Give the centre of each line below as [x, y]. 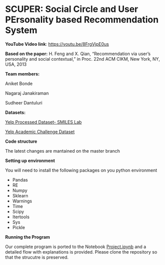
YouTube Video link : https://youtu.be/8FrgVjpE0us [57, 44]
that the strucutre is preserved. [37, 257]
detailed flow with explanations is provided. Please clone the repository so [81, 252]
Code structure [21, 141]
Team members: [22, 74]
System [21, 30]
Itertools [21, 217]
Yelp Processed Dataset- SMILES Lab [43, 122]
